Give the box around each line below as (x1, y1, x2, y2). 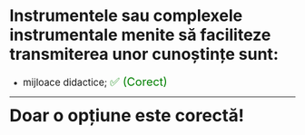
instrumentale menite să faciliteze (9, 24, 271, 45)
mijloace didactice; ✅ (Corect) (22, 73, 168, 89)
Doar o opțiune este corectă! (9, 104, 245, 126)
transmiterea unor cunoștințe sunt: (9, 44, 279, 64)
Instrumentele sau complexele (9, 5, 243, 26)
